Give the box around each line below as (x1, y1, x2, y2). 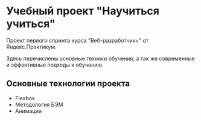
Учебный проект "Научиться (6, 4, 160, 18)
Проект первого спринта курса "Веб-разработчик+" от (6, 37, 149, 44)
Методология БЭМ (14, 101, 63, 108)
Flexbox (14, 94, 35, 101)
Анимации (14, 107, 42, 115)
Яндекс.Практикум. (6, 43, 57, 50)
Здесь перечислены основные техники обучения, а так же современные (6, 55, 195, 62)
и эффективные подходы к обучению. (6, 61, 104, 68)
